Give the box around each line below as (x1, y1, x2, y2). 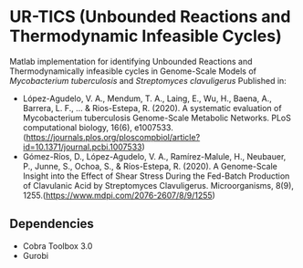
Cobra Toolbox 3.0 (22, 240, 93, 252)
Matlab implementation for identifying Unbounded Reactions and (9, 56, 253, 67)
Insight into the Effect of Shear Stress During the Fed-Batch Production (22, 170, 290, 181)
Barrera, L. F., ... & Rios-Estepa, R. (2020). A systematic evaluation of (22, 102, 282, 113)
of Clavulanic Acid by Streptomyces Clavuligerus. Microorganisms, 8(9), (22, 180, 295, 191)
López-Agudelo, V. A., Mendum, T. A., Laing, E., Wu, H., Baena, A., (22, 93, 272, 104)
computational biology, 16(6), (22, 121, 132, 133)
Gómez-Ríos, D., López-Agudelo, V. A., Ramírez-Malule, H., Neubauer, (22, 150, 287, 161)
